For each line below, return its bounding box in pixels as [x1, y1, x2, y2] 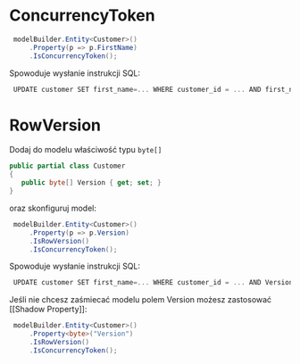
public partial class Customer [9, 161, 126, 170]
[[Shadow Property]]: [9, 304, 87, 315]
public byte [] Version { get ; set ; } [21, 178, 162, 187]
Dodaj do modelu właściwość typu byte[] [9, 145, 162, 155]
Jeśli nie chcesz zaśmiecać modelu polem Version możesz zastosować [9, 294, 272, 305]
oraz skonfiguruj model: [9, 203, 96, 213]
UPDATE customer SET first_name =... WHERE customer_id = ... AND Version [12, 278, 294, 287]
